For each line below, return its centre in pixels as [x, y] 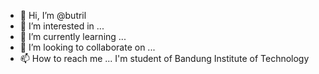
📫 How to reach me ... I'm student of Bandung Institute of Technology [164, 58]
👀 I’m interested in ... [62, 26]
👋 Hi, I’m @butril [53, 15]
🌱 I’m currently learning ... [73, 36]
